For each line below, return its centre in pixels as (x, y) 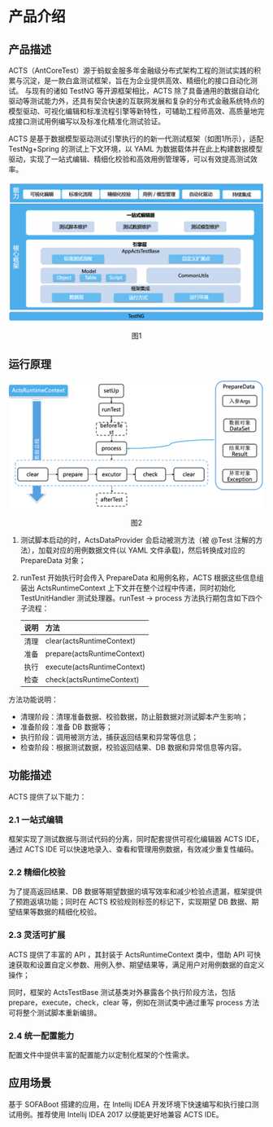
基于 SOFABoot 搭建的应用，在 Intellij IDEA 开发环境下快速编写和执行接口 (130, 1104)
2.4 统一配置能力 (41, 1036)
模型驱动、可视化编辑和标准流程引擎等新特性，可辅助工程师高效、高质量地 (133, 111)
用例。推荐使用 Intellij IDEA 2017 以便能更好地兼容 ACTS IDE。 (119, 1114)
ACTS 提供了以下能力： (48, 796)
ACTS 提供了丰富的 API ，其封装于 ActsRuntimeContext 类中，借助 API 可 (131, 954)
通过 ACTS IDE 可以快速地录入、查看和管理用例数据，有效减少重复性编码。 (133, 849)
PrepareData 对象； (53, 560)
